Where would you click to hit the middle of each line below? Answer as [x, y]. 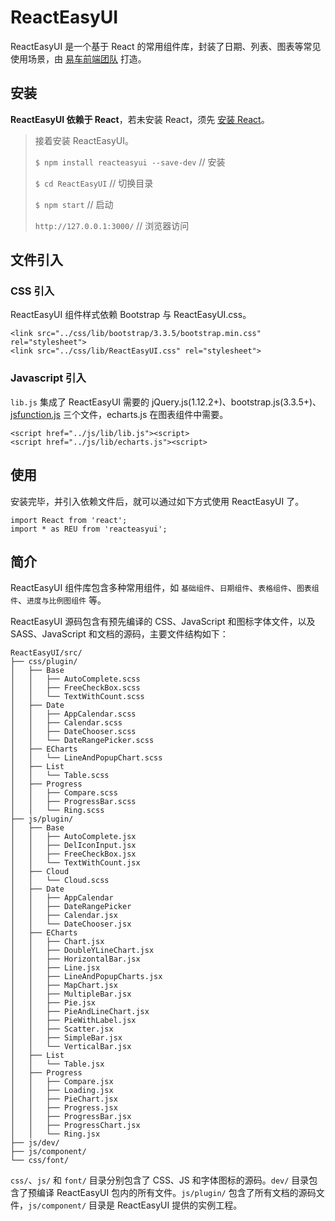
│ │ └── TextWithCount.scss [77, 697]
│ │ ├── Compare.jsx [62, 1082]
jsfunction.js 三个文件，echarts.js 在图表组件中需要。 [119, 414]
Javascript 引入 [48, 378]
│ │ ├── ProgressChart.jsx [75, 1126]
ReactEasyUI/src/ [46, 653]
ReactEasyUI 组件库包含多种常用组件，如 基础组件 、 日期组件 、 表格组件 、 [153, 588]
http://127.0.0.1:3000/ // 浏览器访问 [112, 225]
